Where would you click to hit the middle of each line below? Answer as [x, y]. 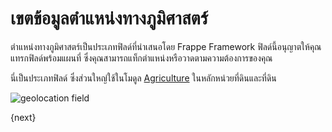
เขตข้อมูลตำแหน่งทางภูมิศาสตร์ [109, 18]
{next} [23, 117]
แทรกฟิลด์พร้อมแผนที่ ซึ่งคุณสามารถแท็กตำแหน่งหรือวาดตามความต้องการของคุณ [141, 58]
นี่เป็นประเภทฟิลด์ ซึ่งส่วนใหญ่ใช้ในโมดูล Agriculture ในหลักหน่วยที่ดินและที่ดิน [143, 78]
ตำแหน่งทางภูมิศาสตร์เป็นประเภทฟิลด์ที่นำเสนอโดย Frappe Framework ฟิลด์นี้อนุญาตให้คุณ [166, 46]
